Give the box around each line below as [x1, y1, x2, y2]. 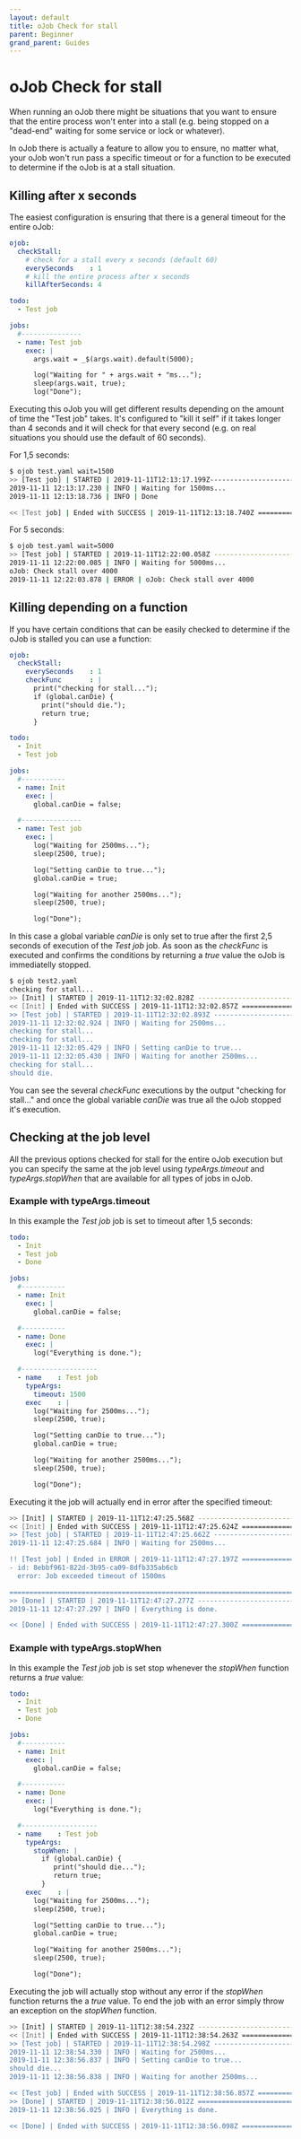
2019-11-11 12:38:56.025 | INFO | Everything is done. [9, 2105, 219, 2114]
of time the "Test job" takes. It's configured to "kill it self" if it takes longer [9, 414, 281, 423]
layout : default [9, 13, 70, 22]
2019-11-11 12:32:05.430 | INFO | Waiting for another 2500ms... [9, 1052, 258, 1061]
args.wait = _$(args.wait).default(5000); [32, 354, 194, 363]
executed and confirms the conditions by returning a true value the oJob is [9, 950, 285, 961]
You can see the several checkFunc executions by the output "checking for [9, 1085, 287, 1096]
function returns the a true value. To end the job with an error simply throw [9, 1995, 285, 2006]
